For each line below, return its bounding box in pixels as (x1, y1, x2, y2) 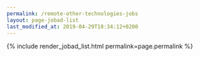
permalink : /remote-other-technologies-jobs (6, 10, 138, 17)
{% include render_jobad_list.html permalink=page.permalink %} (6, 42, 194, 51)
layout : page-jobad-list (6, 17, 79, 24)
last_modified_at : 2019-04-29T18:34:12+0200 (6, 23, 138, 30)
